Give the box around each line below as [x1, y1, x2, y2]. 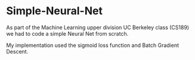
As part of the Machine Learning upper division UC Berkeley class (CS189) [6, 24, 190, 31]
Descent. [6, 48, 29, 55]
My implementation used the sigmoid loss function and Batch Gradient [6, 42, 179, 49]
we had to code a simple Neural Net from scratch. [6, 30, 129, 37]
